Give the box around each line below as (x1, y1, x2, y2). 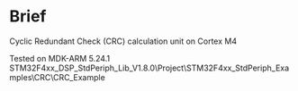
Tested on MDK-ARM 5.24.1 (9, 53, 111, 63)
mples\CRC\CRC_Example (9, 71, 105, 82)
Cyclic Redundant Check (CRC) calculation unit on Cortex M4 (9, 36, 237, 46)
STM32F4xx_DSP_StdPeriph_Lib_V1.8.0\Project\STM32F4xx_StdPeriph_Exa (9, 62, 290, 73)
